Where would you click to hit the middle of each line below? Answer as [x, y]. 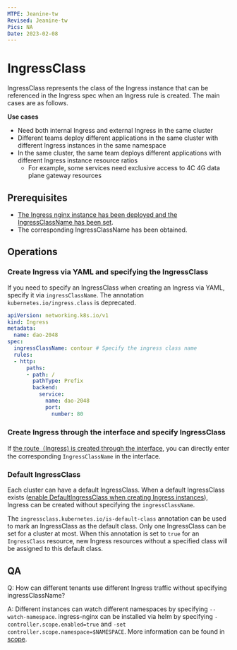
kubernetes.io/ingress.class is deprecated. [72, 302]
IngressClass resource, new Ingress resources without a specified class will [117, 541]
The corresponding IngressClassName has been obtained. [102, 230]
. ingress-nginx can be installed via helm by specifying [134, 617]
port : [53, 407]
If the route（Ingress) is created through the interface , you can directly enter [119, 448]
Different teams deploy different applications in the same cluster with [118, 138]
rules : [23, 355]
